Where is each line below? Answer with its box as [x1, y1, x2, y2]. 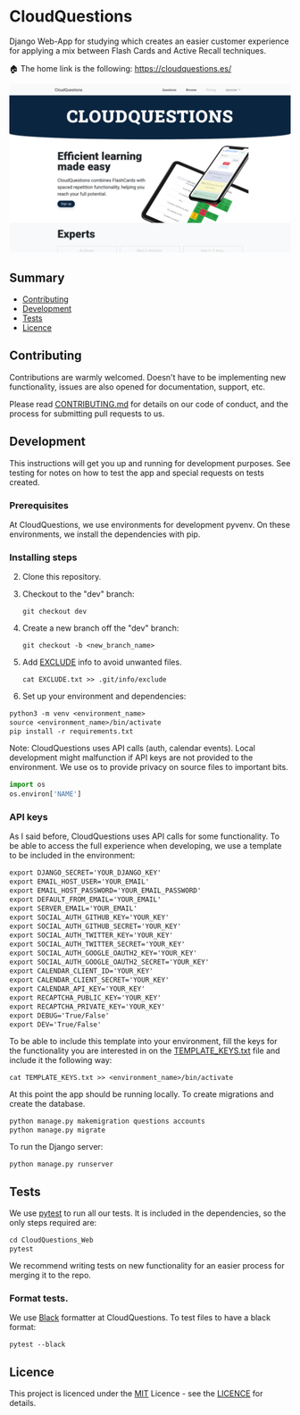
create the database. [9, 1099, 86, 1109]
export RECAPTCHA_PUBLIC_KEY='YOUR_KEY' [9, 993, 162, 1002]
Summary [9, 270, 65, 285]
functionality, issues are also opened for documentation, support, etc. [9, 381, 266, 392]
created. [9, 476, 40, 488]
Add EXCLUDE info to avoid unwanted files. [21, 657, 182, 667]
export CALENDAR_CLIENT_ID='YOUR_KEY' [9, 967, 154, 975]
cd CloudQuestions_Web [9, 1235, 94, 1245]
